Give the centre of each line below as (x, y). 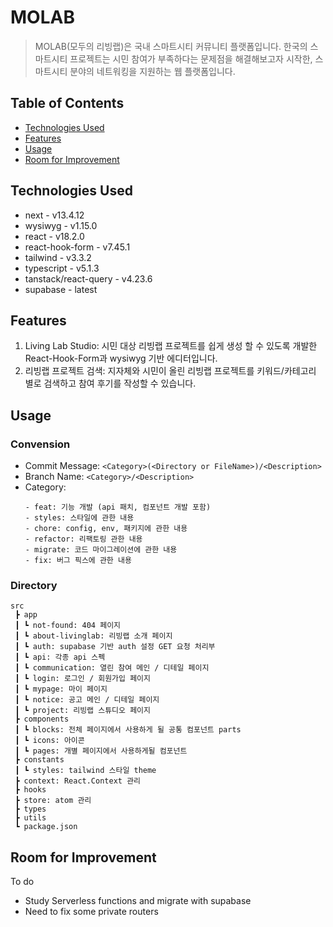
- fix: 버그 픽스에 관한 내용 (78, 561)
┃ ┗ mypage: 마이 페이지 (61, 689)
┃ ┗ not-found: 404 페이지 (68, 626)
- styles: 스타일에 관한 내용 (79, 518)
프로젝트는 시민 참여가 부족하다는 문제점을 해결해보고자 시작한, (191, 58)
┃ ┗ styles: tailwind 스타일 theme (85, 771)
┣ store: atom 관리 (53, 801)
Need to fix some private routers (91, 912)
